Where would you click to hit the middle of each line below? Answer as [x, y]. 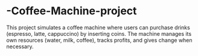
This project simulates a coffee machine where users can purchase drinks [98, 27]
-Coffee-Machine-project [72, 11]
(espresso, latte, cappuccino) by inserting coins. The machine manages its [99, 33]
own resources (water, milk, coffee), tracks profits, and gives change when [99, 40]
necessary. [20, 46]
